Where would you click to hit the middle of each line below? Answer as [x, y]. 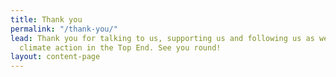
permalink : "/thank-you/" [64, 29]
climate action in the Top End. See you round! [120, 47]
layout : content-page [55, 57]
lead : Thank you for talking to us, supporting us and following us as [162, 38]
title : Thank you [46, 19]
